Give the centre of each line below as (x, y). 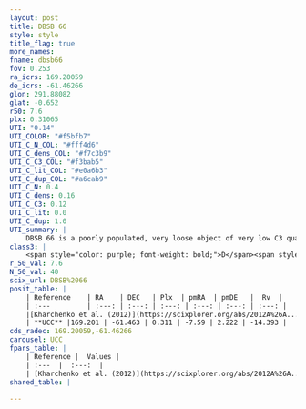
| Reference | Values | (73, 356)
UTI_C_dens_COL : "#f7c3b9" (61, 153)
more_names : (32, 52)
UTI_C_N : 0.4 (34, 188)
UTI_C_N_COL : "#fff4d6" (55, 145)
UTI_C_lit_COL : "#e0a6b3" (58, 170)
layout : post (34, 18)
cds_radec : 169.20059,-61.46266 (71, 332)
